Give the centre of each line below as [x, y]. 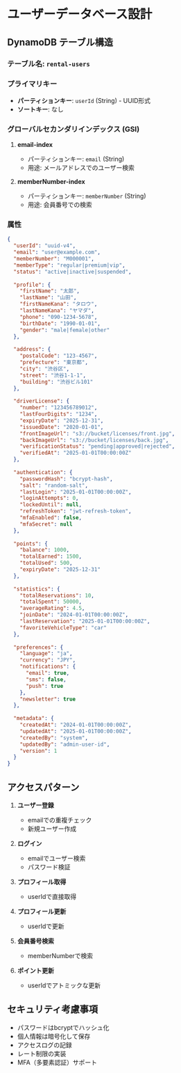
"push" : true [44, 686]
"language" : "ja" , [46, 654]
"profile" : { [32, 285]
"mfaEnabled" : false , [51, 518]
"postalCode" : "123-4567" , [59, 356]
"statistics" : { [37, 589]
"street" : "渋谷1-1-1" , [53, 375]
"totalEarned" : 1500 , [51, 557]
